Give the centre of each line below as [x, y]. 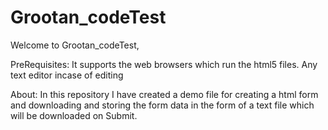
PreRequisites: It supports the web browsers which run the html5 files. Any [164, 64]
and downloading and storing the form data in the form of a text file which [162, 105]
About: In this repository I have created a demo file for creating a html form [164, 94]
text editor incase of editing [67, 75]
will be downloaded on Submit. [74, 115]
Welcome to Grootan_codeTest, [75, 45]
